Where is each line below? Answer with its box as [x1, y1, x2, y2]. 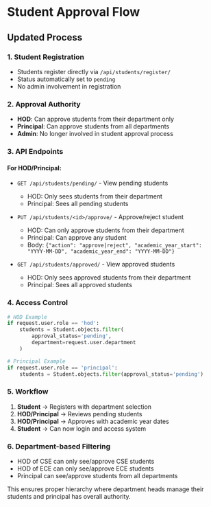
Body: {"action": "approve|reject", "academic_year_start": [27, 241, 202, 249]
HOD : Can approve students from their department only [16, 115, 175, 124]
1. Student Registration [7, 52, 84, 62]
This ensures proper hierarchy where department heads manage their [7, 485, 204, 493]
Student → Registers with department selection [16, 403, 152, 411]
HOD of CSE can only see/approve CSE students [16, 458, 155, 466]
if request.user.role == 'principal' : [7, 364, 118, 371]
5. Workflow [7, 387, 49, 396]
